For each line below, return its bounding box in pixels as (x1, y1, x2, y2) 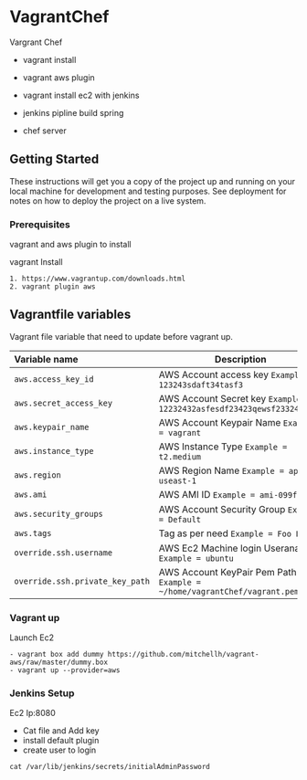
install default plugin (22, 735, 100, 746)
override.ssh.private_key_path (14, 575, 151, 586)
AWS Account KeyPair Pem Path (158, 565, 297, 578)
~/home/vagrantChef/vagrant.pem (158, 586, 300, 596)
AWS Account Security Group (158, 502, 286, 515)
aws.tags (14, 528, 52, 538)
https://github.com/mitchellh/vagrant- (107, 650, 259, 659)
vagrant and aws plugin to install (9, 239, 132, 250)
